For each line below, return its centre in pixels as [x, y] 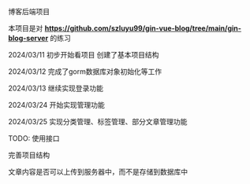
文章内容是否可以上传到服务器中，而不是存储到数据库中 [98, 172]
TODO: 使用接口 [34, 138]
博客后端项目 [29, 11]
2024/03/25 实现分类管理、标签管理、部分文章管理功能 [98, 121]
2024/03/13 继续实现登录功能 [56, 88]
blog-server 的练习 [39, 38]
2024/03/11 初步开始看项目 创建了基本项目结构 [84, 55]
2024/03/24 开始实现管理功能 [56, 105]
